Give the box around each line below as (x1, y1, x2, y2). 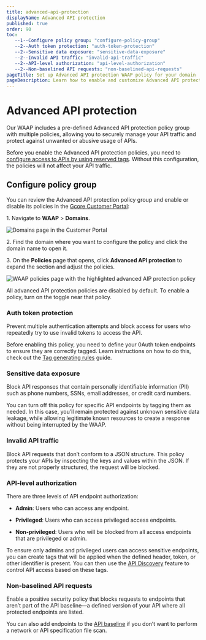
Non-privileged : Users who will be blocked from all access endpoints (15, 528, 191, 536)
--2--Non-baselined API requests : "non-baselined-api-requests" (14, 66, 183, 72)
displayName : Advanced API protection (6, 15, 105, 21)
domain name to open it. (6, 245, 68, 252)
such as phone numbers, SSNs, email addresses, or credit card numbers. (6, 390, 191, 397)
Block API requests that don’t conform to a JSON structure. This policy (6, 450, 185, 457)
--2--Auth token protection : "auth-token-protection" (14, 44, 155, 50)
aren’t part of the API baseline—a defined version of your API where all (6, 602, 185, 609)
